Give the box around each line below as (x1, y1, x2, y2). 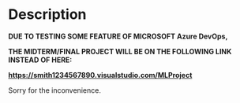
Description (8, 6, 87, 24)
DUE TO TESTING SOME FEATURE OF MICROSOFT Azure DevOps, (8, 31, 228, 41)
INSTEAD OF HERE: (8, 55, 73, 64)
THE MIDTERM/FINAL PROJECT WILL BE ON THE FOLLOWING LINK (8, 46, 232, 56)
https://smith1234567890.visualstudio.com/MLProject (8, 70, 193, 79)
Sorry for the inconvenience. (8, 85, 101, 95)
